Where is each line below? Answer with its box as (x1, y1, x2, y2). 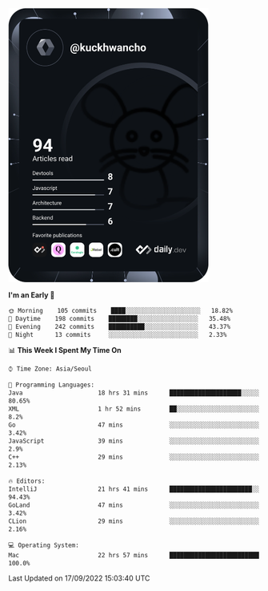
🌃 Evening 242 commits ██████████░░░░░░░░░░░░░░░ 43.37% (8, 322, 230, 330)
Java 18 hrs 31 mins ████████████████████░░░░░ (8, 389, 260, 397)
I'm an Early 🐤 (8, 289, 55, 300)
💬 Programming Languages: (8, 381, 94, 389)
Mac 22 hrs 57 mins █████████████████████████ (8, 551, 260, 559)
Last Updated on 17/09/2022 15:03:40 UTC (8, 573, 150, 583)
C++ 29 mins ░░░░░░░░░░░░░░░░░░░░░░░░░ (8, 453, 260, 461)
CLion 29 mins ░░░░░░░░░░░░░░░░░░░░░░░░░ (8, 517, 260, 525)
